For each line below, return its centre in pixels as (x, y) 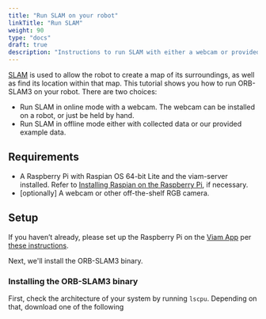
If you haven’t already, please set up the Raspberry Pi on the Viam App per (130, 237)
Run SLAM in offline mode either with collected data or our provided (131, 124)
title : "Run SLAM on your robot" (63, 15)
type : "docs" (30, 38)
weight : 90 (26, 30)
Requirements (44, 157)
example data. (43, 132)
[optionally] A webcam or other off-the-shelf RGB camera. (114, 193)
